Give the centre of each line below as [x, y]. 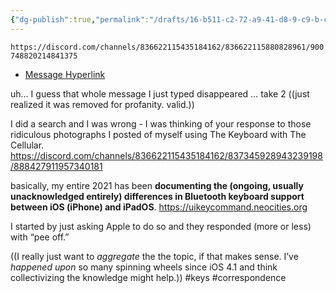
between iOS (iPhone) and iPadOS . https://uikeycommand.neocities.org [159, 207]
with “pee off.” [40, 237]
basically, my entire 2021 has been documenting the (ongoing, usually [157, 185]
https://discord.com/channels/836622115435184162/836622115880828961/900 [167, 47]
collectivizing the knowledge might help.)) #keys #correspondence [148, 277]
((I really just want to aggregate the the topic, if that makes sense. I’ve [154, 256]
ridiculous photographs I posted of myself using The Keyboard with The [158, 134]
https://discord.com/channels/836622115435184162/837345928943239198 [166, 155]
